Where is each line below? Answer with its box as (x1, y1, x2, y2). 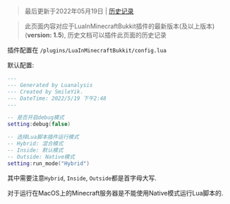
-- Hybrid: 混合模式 (7, 140, 63, 147)
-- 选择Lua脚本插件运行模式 (7, 134, 79, 141)
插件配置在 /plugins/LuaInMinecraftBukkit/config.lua (7, 46, 167, 54)
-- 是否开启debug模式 (7, 114, 65, 121)
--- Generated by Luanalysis (7, 81, 93, 89)
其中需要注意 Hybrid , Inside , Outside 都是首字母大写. (7, 174, 157, 182)
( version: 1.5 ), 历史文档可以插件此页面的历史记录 (24, 31, 167, 39)
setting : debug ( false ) (7, 120, 71, 128)
